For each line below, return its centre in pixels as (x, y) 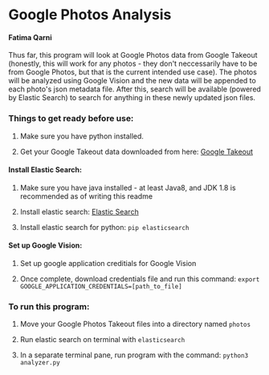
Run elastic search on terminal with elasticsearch (102, 340)
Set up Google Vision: (45, 245)
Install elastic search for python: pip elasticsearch (104, 227)
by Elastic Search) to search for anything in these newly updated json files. (132, 98)
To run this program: (49, 307)
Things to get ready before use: (71, 119)
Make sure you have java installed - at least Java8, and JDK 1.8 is (128, 187)
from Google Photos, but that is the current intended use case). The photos (132, 72)
